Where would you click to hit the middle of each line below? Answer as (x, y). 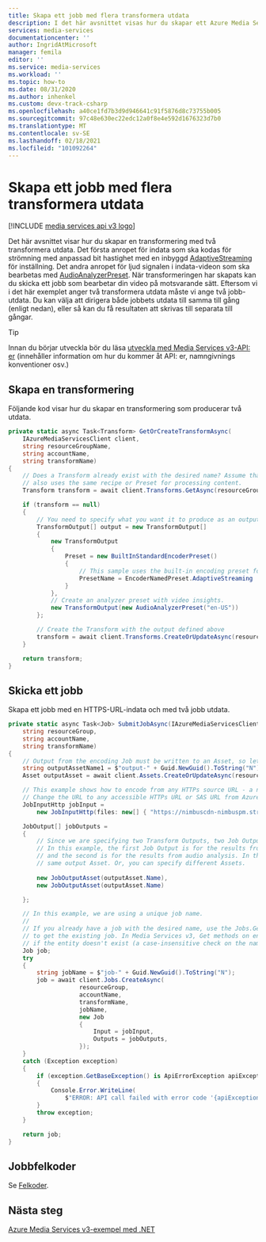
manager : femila (35, 52)
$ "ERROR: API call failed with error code (136, 1098)
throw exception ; (65, 1113)
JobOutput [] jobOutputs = (65, 826)
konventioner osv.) (39, 364)
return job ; (42, 1134)
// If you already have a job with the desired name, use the (127, 929)
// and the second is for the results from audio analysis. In (143, 856)
